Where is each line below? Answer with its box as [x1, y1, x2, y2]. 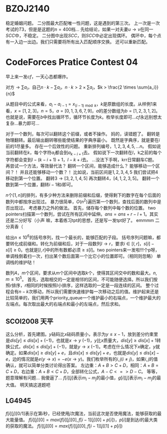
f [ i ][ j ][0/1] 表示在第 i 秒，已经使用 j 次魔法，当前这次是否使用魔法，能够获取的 [5, 410, 158, 416]
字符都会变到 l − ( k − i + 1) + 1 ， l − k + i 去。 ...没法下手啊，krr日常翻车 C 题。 [5, 157, 157, 163]
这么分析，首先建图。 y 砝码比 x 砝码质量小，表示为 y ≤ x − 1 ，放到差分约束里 [5, 331, 158, 337]
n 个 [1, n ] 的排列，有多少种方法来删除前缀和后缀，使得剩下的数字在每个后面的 [5, 192, 161, 198]
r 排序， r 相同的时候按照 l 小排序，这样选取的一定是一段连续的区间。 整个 [10, 282, 155, 289]
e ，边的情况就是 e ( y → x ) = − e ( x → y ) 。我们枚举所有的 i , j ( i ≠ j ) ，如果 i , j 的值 [5, 356, 158, 362]
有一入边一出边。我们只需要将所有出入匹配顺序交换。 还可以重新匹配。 [5, 38, 150, 45]
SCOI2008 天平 [5, 317, 54, 325]
